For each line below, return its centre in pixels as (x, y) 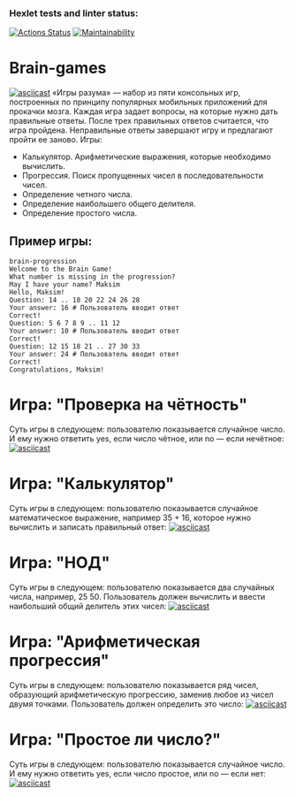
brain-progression (43, 262)
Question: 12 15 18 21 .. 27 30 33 (75, 347)
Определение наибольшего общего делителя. (109, 204)
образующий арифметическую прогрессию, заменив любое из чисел (141, 694)
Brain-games (58, 68)
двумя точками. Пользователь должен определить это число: (127, 704)
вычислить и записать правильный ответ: (88, 527)
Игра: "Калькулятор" (92, 484)
